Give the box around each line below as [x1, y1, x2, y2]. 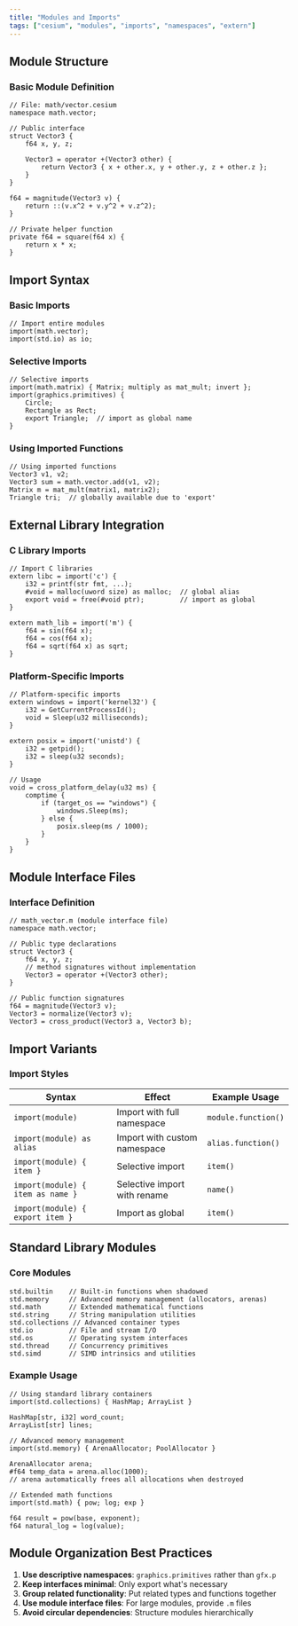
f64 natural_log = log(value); [9, 1521, 125, 1530]
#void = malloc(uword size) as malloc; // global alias [25, 587, 240, 597]
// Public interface [9, 124, 86, 133]
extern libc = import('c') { [9, 572, 117, 581]
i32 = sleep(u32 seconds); [25, 752, 125, 761]
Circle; [25, 398, 53, 408]
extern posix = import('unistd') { [9, 737, 141, 746]
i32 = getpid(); [25, 744, 86, 754]
